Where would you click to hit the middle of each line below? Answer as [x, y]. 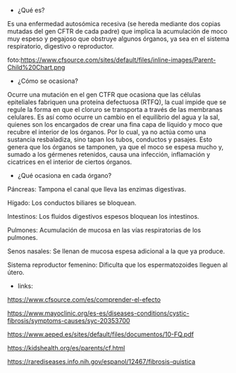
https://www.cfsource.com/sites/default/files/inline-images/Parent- [118, 60]
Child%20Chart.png [36, 67]
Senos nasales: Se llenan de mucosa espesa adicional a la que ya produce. [116, 251]
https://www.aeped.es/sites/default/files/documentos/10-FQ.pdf [101, 334]
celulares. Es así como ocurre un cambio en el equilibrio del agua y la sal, [114, 117]
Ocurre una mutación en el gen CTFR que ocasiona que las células [104, 95]
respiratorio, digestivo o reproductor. [61, 46]
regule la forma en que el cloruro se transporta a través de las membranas [115, 109]
